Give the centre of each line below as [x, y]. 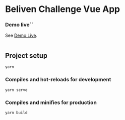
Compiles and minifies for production [51, 102]
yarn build [16, 113]
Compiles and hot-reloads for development [58, 80]
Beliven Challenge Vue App [62, 9]
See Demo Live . [21, 35]
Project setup [27, 56]
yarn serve [16, 90]
